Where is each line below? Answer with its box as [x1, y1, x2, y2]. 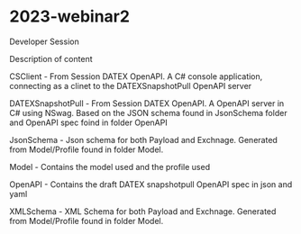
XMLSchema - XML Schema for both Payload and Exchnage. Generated [9, 205, 277, 217]
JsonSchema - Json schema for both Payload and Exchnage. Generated [9, 134, 278, 145]
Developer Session [9, 36, 79, 47]
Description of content [9, 53, 93, 64]
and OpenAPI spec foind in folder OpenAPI [9, 117, 169, 128]
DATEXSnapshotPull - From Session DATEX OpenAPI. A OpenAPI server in [9, 97, 285, 109]
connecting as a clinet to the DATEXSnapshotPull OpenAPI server [9, 80, 252, 91]
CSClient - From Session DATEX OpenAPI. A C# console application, [9, 70, 263, 82]
